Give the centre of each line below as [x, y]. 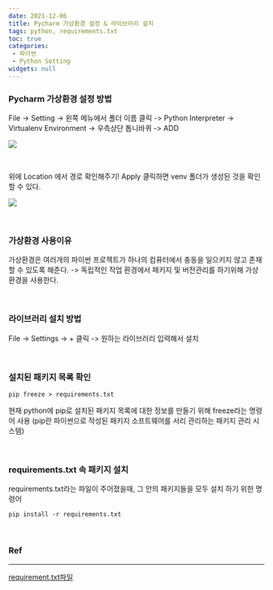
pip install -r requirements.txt [65, 514]
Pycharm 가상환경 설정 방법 [60, 98]
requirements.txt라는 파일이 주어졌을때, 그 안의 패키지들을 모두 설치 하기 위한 [131, 489]
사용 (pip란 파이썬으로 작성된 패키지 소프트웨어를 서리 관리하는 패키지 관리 [134, 420]
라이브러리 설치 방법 [45, 319]
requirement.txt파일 [41, 577]
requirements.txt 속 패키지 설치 [68, 470]
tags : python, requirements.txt [63, 31]
